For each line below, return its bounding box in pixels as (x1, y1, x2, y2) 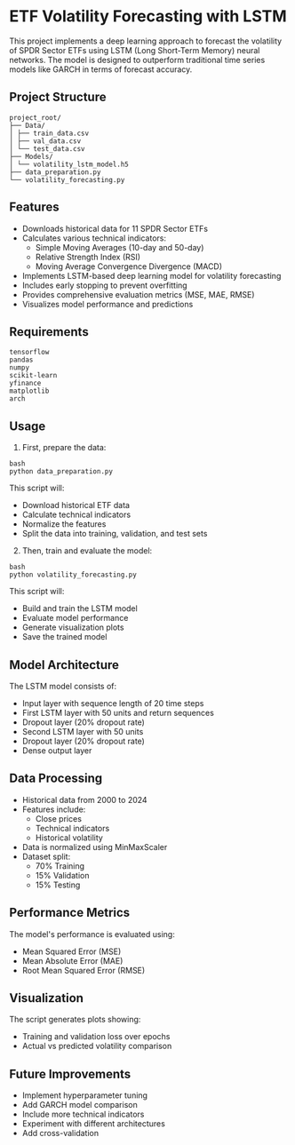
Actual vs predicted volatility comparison (21, 1041, 172, 1052)
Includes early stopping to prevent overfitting (21, 280, 188, 290)
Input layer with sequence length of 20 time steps (21, 698, 204, 708)
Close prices (35, 813, 83, 823)
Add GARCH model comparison (21, 1100, 138, 1110)
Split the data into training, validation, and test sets (21, 529, 208, 539)
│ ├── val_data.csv (9, 136, 82, 146)
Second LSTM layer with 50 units (21, 727, 144, 736)
